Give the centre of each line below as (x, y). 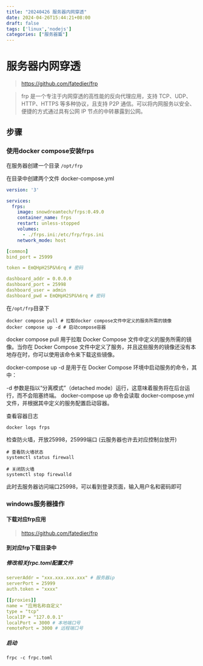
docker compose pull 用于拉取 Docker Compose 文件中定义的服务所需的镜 (99, 339)
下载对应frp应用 (26, 519)
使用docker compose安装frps (50, 151)
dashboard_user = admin (36, 290)
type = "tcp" (23, 611)
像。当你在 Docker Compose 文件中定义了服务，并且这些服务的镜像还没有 (98, 347)
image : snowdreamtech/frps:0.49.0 (61, 212)
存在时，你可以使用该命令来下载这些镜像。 (65, 354)
